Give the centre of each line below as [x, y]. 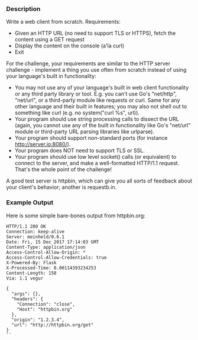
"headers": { [27, 299]
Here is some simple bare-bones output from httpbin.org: [76, 216]
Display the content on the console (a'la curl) [69, 46]
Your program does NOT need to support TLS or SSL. [79, 150]
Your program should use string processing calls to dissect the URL [97, 119]
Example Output [30, 203]
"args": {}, [26, 294]
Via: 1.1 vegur [25, 278]
